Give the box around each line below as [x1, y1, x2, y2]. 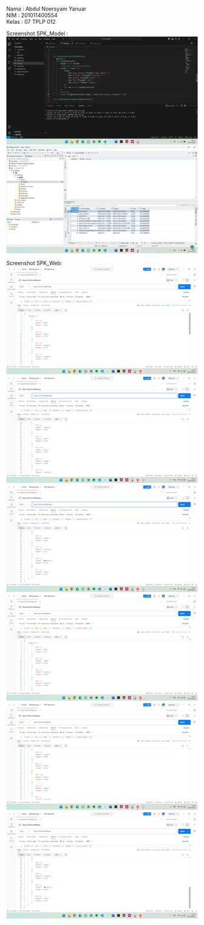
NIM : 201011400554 [6, 12, 58, 19]
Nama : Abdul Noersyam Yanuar [6, 5, 87, 12]
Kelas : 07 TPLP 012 [6, 18, 56, 25]
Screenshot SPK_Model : [6, 30, 69, 37]
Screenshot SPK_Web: [6, 260, 63, 266]
